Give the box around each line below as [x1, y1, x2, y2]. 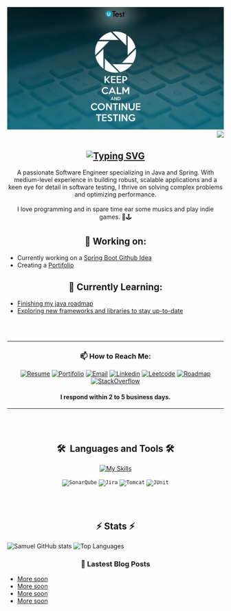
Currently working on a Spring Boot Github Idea [16, 254, 153, 262]
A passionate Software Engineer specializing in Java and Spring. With [16, 168, 214, 177]
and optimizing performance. [74, 190, 157, 199]
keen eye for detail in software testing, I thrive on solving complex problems [8, 183, 223, 192]
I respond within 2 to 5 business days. [60, 392, 171, 401]
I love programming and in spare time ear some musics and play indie [16, 205, 214, 213]
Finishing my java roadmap [16, 299, 94, 308]
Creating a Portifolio [16, 261, 74, 270]
